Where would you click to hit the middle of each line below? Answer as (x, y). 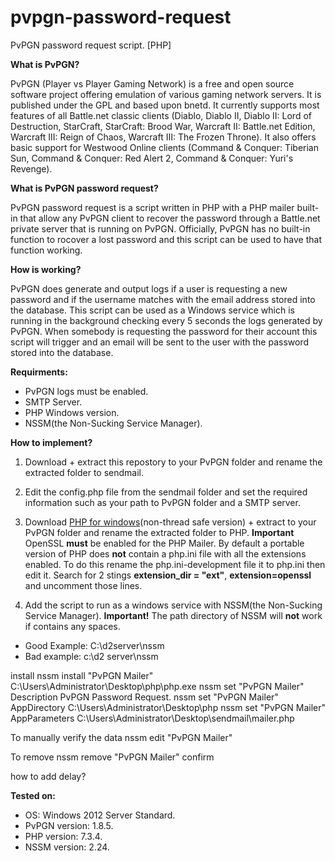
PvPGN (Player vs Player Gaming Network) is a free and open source (152, 83)
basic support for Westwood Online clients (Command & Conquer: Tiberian (165, 147)
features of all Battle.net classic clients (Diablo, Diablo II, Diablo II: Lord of (161, 115)
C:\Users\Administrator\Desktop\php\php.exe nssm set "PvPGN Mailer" (157, 686)
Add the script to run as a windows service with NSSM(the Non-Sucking (173, 605)
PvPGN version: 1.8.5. (69, 825)
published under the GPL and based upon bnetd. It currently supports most (165, 105)
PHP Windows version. (72, 412)
